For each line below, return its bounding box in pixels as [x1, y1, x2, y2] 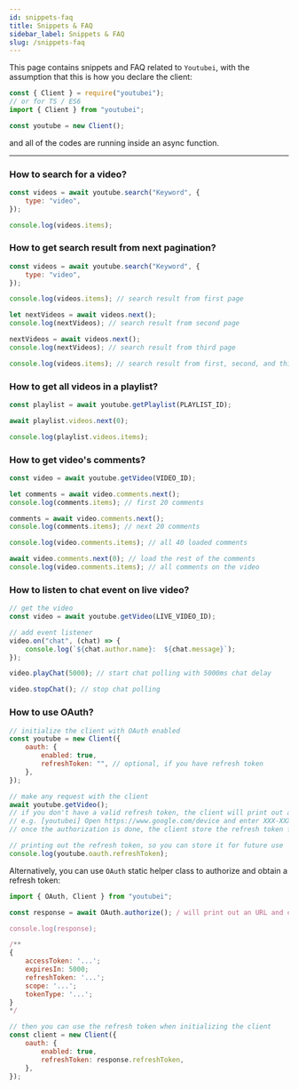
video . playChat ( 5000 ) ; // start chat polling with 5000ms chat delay [9, 669, 272, 678]
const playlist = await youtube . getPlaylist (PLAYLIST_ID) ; [9, 401, 232, 410]
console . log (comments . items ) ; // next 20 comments [9, 522, 200, 532]
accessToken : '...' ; [25, 957, 101, 965]
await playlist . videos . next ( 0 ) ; [9, 416, 129, 425]
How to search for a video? [9, 168, 127, 180]
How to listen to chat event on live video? [9, 583, 190, 596]
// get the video [9, 604, 74, 613]
